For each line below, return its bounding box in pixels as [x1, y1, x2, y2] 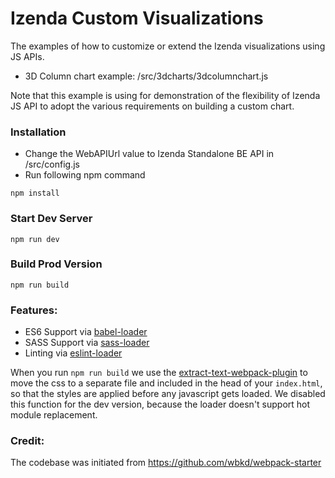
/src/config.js [24, 158, 80, 171]
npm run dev [10, 234, 60, 244]
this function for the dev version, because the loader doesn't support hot [10, 398, 311, 411]
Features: [10, 303, 58, 317]
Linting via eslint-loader [24, 347, 123, 359]
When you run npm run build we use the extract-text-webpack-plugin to [10, 367, 308, 379]
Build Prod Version [10, 257, 103, 271]
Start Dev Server [10, 212, 93, 226]
